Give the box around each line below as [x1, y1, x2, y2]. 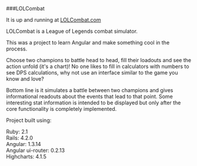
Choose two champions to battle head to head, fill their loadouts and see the [6, 57, 192, 63]
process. [6, 45, 28, 52]
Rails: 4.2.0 [6, 134, 34, 141]
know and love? [6, 76, 44, 82]
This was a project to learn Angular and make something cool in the [6, 39, 170, 46]
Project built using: [6, 117, 52, 124]
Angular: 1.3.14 [6, 141, 41, 147]
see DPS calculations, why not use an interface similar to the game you [6, 69, 178, 76]
